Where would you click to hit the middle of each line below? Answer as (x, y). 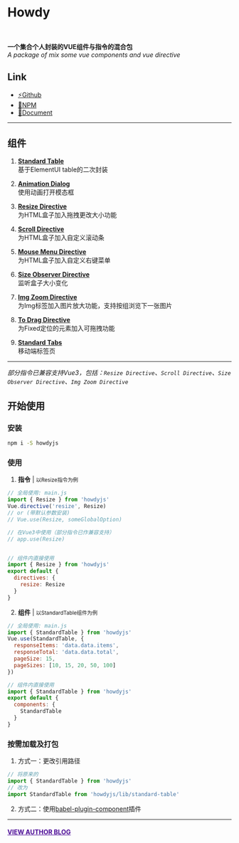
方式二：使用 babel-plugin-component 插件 (79, 809)
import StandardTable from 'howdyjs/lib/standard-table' (94, 794)
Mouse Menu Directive (52, 251)
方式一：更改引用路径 (49, 761)
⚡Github (30, 95)
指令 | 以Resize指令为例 (48, 479)
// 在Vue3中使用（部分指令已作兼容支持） (61, 532)
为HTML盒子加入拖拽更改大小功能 (67, 215)
